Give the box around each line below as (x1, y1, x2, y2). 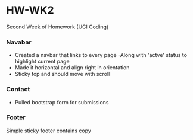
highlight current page (14, 58, 70, 65)
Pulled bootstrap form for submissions (14, 98, 109, 106)
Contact (6, 85, 30, 94)
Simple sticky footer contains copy (6, 127, 91, 134)
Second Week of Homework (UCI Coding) (6, 23, 109, 30)
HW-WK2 (6, 4, 55, 17)
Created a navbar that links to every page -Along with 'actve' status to (14, 52, 188, 59)
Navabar (6, 38, 32, 46)
